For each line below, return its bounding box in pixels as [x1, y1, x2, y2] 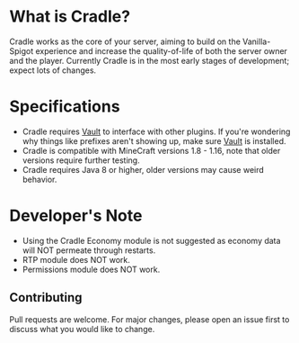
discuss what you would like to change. [9, 323, 155, 334]
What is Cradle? [9, 6, 131, 27]
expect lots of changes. [9, 65, 97, 76]
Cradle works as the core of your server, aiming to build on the [9, 36, 241, 47]
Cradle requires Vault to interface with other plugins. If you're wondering [22, 126, 291, 137]
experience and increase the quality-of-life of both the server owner [35, 45, 287, 56]
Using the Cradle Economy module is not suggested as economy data [22, 235, 281, 246]
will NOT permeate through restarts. [22, 245, 156, 256]
